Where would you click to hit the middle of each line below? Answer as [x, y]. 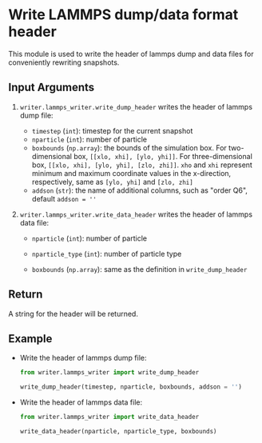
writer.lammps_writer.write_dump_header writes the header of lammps [136, 106]
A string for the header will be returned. [73, 313]
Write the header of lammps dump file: [83, 358]
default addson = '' [64, 198]
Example [30, 339]
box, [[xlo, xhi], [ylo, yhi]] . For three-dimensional [163, 156]
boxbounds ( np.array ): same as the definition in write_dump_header [139, 269]
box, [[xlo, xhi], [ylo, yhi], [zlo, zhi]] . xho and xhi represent [142, 165]
